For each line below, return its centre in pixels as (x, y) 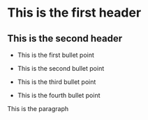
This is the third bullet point (57, 82)
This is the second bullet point (61, 68)
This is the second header (65, 38)
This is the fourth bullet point (59, 95)
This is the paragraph (38, 109)
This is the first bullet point (55, 55)
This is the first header (74, 13)
